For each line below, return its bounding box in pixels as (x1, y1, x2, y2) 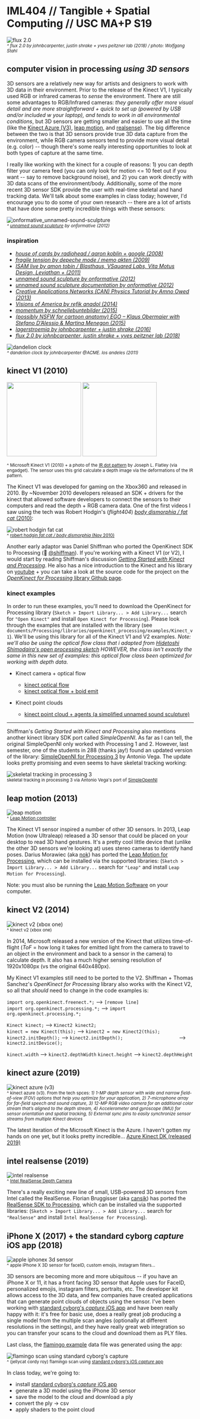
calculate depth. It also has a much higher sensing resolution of (7, 956, 162, 963)
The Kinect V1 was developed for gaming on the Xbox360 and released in (7, 483, 187, 490)
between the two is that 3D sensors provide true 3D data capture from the (7, 130, 188, 137)
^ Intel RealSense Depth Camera (7, 1178, 72, 1184)
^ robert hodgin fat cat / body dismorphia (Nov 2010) (7, 532, 115, 538)
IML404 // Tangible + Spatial (7, 4, 150, 18)
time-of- (172, 937, 193, 944)
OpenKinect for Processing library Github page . (7, 574, 123, 581)
